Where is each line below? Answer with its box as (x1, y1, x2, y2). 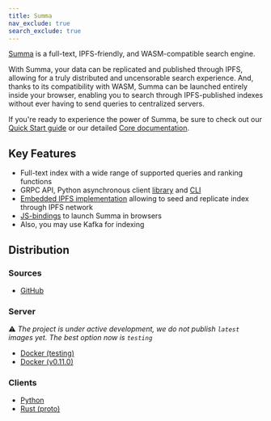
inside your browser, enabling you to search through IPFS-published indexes (8, 91, 264, 100)
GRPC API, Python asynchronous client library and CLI (19, 185, 201, 195)
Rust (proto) (19, 404, 61, 414)
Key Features (8, 146, 77, 160)
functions (19, 177, 53, 187)
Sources (8, 267, 42, 279)
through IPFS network (19, 203, 94, 213)
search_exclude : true (8, 27, 82, 35)
